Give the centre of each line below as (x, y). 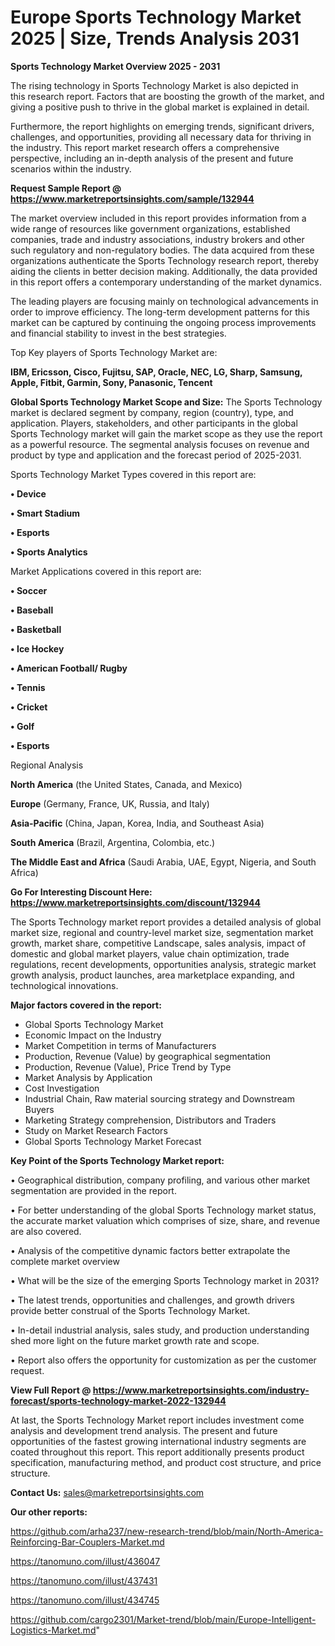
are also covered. (46, 1231)
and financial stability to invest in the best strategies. (118, 333)
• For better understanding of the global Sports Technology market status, (163, 1210)
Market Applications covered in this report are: (106, 571)
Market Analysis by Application (88, 1077)
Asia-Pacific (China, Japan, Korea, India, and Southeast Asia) (137, 823)
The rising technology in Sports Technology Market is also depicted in (154, 85)
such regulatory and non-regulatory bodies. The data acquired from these (162, 250)
